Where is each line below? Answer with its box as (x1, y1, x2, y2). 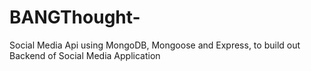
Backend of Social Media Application (9, 49, 161, 61)
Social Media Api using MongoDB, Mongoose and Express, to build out (9, 39, 301, 51)
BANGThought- (9, 6, 141, 29)
